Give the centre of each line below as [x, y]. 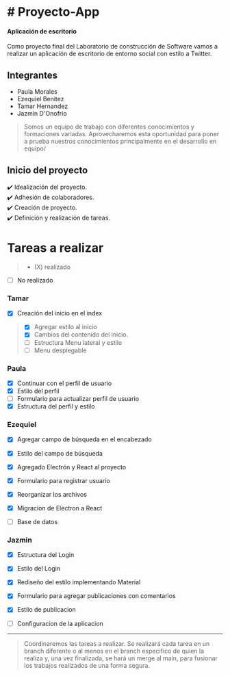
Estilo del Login [38, 569]
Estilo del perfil [38, 391]
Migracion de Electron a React [60, 508]
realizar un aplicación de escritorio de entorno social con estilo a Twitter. [110, 54]
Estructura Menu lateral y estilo [78, 342]
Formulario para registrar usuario [64, 480]
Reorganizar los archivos [52, 494]
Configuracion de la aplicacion [60, 623]
